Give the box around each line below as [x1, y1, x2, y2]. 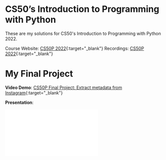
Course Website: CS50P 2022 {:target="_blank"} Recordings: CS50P [5, 45, 145, 51]
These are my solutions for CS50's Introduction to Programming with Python [5, 30, 161, 36]
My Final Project [5, 68, 73, 80]
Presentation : [5, 99, 34, 105]
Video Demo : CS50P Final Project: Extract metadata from [5, 84, 122, 90]
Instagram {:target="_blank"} [5, 89, 63, 95]
